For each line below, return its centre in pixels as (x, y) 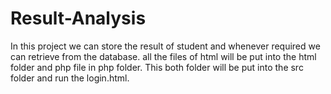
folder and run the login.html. (70, 78)
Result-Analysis (78, 18)
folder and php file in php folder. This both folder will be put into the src (157, 67)
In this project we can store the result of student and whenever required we (165, 46)
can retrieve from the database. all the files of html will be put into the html (163, 56)
